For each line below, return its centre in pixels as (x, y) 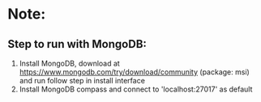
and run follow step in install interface (82, 81)
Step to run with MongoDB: (77, 44)
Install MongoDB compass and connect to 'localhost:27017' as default (136, 89)
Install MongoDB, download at (70, 63)
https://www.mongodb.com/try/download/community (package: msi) (135, 72)
